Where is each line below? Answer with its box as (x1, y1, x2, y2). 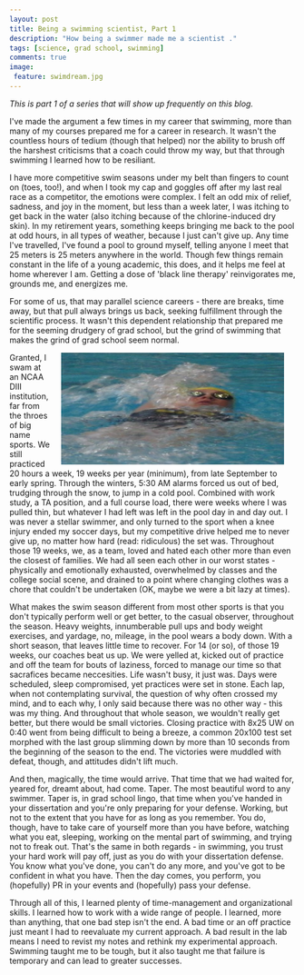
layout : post (9, 15, 59, 24)
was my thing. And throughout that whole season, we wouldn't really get (9, 707, 280, 718)
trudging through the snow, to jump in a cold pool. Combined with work (9, 487, 275, 498)
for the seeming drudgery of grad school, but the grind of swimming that (9, 324, 281, 335)
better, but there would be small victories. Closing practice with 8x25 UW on (9, 717, 295, 728)
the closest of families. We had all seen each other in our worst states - (9, 554, 276, 565)
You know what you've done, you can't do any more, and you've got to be (9, 860, 286, 871)
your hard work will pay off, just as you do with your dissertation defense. (9, 851, 284, 861)
